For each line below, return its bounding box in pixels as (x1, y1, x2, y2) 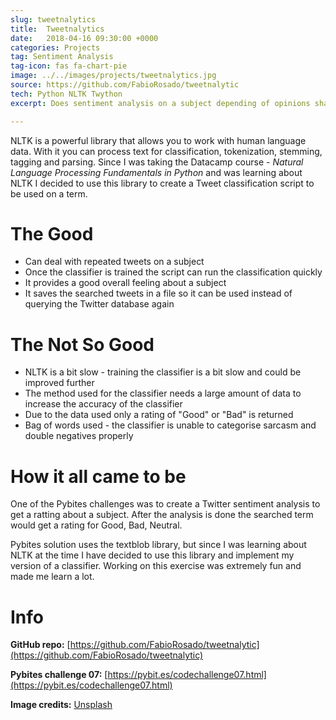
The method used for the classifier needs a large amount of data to (24, 387, 302, 400)
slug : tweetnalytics (10, 14, 97, 25)
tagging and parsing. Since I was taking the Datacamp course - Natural (10, 156, 304, 168)
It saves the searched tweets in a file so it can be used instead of (24, 287, 293, 300)
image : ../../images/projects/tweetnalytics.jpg (10, 71, 217, 81)
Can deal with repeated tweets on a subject (24, 256, 205, 268)
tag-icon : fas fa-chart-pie (10, 61, 128, 71)
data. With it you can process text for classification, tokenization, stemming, (10, 145, 323, 157)
